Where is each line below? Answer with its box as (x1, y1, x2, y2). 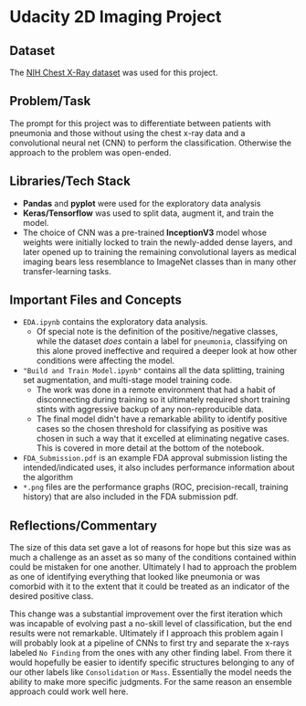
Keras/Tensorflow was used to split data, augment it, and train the (22, 208, 274, 219)
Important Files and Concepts (9, 293, 183, 308)
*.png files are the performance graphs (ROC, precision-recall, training (22, 482, 289, 493)
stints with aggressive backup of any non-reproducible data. (36, 404, 264, 415)
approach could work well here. (9, 686, 129, 697)
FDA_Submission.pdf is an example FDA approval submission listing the (22, 453, 288, 464)
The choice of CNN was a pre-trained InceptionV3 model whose (22, 227, 268, 238)
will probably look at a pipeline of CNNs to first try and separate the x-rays (9, 637, 290, 648)
